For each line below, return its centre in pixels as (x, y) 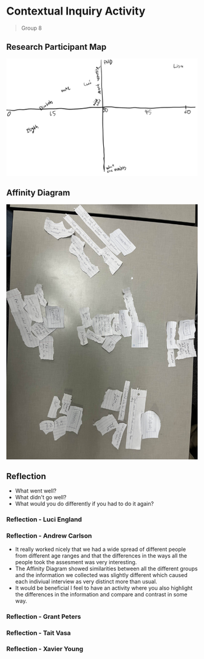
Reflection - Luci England (44, 519)
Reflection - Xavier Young (45, 649)
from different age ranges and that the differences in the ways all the (101, 555)
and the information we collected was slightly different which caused (101, 575)
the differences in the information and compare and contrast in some (101, 594)
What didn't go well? (41, 497)
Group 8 (32, 28)
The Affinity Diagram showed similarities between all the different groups (106, 569)
